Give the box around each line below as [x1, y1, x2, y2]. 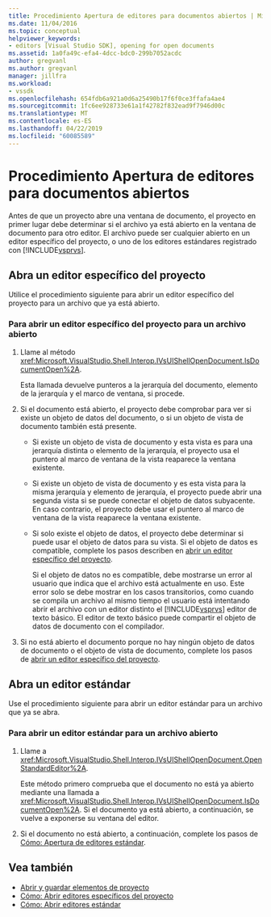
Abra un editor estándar [8, 678, 131, 692]
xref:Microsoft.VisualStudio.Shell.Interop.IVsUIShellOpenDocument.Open [19, 755, 262, 764]
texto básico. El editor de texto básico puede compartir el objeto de [31, 612, 256, 622]
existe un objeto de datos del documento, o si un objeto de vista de [19, 413, 244, 423]
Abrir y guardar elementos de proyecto [19, 882, 149, 892]
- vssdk [8, 86, 35, 95]
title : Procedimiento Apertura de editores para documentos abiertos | [8, 11, 254, 20]
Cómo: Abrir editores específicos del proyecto [19, 890, 174, 901]
